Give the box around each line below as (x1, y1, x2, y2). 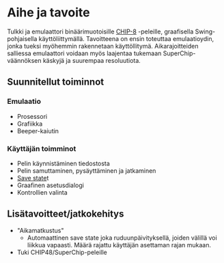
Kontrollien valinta (16, 188, 68, 196)
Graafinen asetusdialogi (16, 181, 84, 189)
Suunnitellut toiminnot (7, 77, 104, 88)
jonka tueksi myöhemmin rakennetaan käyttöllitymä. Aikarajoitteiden (7, 42, 199, 50)
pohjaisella (7, 34, 38, 42)
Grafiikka (16, 120, 43, 128)
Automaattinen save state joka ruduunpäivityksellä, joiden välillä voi (27, 234, 217, 242)
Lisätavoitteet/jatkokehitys (7, 208, 124, 220)
